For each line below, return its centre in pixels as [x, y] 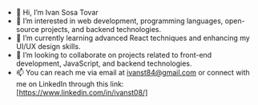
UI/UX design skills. [48, 46]
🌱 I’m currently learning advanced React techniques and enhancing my [133, 38]
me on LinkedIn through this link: [70, 84]
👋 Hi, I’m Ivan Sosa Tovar [57, 12]
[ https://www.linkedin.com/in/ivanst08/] [82, 93]
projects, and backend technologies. [101, 29]
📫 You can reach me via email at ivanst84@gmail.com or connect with [133, 73]
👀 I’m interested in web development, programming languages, [119, 21]
